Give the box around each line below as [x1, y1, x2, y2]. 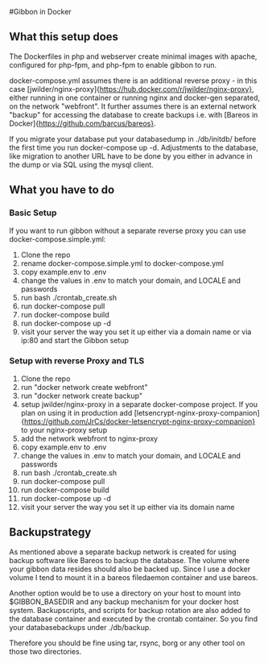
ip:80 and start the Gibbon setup [20, 335, 130, 345]
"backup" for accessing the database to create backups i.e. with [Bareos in [9, 110, 258, 119]
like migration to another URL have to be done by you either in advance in [9, 151, 253, 160]
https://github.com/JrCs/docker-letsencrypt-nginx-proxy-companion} [23, 416, 256, 426]
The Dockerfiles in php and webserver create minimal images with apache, [9, 52, 258, 61]
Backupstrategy [9, 525, 92, 539]
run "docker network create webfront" [20, 382, 148, 392]
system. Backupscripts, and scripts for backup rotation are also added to [9, 605, 251, 615]
